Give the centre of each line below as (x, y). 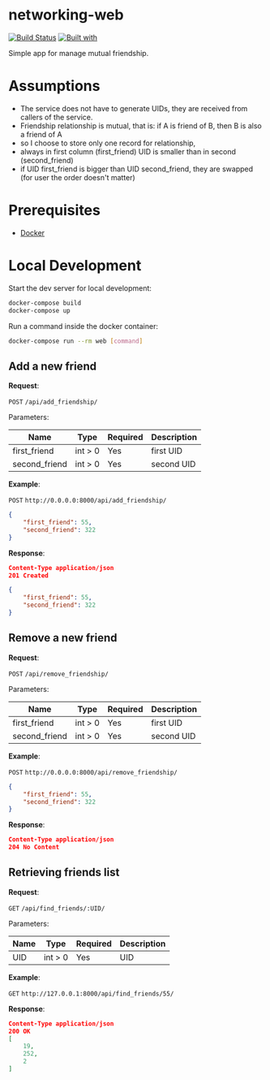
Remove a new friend (63, 638)
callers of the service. (56, 117)
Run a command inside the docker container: (83, 326)
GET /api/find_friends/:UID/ (57, 908)
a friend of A (41, 134)
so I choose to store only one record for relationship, (108, 143)
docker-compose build (45, 303)
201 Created (28, 575)
